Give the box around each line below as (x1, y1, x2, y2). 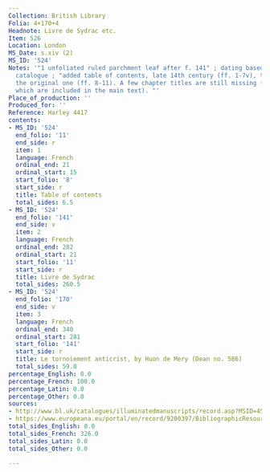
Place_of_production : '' (8, 94, 92, 102)
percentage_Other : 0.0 (8, 393, 84, 401)
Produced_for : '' (8, 101, 67, 109)
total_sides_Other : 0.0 (8, 445, 88, 453)
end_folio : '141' (15, 214, 74, 222)
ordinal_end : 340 (15, 325, 74, 333)
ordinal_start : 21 (15, 250, 78, 258)
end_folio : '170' (15, 295, 74, 303)
